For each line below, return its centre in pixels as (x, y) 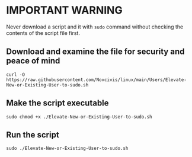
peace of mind (33, 61)
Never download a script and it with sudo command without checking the (95, 27)
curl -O (16, 75)
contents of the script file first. (43, 33)
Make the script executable (57, 103)
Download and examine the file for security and (95, 52)
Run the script (33, 135)
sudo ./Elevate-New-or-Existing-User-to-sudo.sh (67, 149)
